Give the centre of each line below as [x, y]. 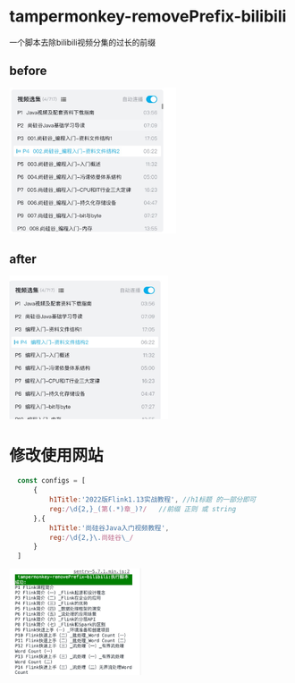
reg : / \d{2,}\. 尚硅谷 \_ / [91, 537]
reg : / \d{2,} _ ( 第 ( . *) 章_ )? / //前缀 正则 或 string [143, 509]
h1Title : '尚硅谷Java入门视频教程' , [109, 528]
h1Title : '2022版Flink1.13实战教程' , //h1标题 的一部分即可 [152, 500]
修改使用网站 [57, 455]
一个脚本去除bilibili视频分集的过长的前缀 [83, 42]
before [28, 71]
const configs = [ [52, 481]
